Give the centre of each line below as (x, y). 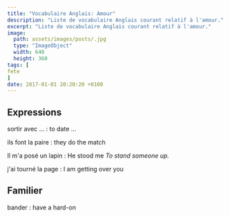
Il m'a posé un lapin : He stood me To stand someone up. (88, 155)
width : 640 (29, 53)
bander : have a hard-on (42, 207)
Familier (25, 191)
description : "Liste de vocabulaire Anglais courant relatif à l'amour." (116, 20)
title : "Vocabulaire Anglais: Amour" (61, 13)
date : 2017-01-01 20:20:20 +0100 (55, 84)
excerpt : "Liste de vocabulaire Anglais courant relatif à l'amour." (109, 26)
